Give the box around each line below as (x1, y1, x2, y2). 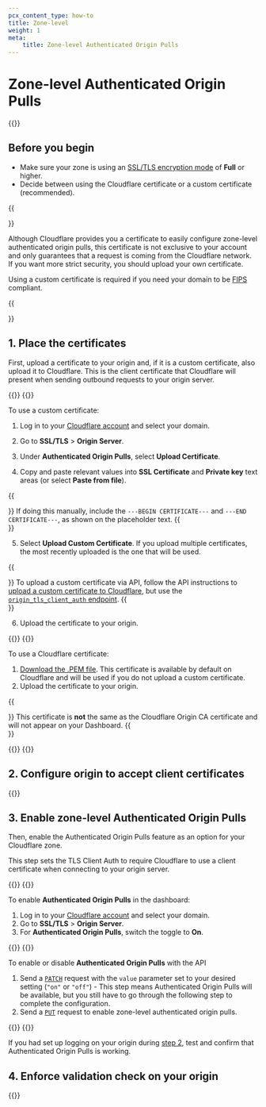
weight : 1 (8, 26, 41, 34)
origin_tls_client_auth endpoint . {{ (8, 594, 127, 604)
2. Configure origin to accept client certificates (8, 767, 245, 781)
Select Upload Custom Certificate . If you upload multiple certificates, (19, 538, 248, 548)
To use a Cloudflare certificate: (8, 648, 109, 659)
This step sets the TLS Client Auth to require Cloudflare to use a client (8, 856, 236, 866)
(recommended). (19, 187, 75, 197)
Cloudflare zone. (8, 840, 63, 850)
